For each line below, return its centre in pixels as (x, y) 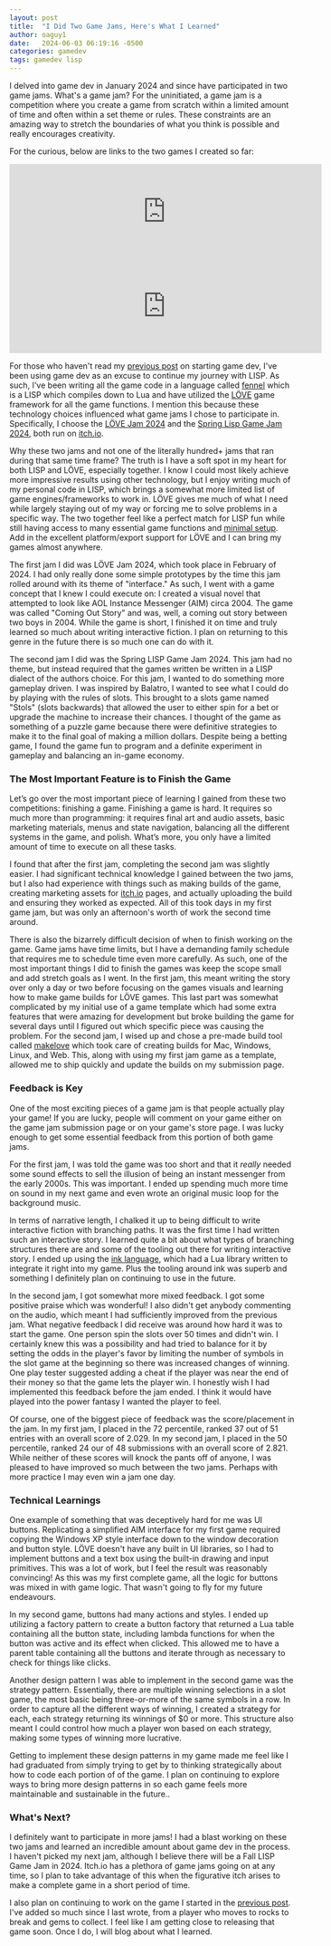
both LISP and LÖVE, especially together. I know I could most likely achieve (149, 470)
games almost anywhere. (56, 547)
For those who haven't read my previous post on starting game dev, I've (143, 366)
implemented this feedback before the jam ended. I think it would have (141, 1392)
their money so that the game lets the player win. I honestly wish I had (139, 1382)
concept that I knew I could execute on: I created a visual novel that (135, 593)
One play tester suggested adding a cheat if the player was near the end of (149, 1373)
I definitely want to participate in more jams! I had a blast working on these (148, 1837)
